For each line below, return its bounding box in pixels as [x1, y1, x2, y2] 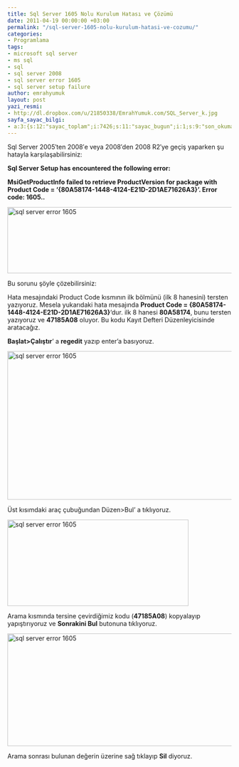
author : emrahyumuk [7, 90, 65, 97]
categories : [7, 30, 43, 38]
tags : [7, 43, 23, 51]
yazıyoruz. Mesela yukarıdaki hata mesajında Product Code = [7, 300, 188, 309]
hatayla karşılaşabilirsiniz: [7, 150, 83, 159]
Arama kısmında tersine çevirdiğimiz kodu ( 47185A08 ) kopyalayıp [7, 611, 201, 620]
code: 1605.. [7, 193, 46, 201]
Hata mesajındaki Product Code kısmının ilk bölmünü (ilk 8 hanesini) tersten [7, 292, 229, 301]
